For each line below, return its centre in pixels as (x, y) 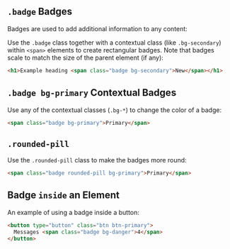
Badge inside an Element (64, 195)
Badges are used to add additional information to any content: (97, 28)
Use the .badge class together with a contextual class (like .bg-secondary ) (114, 43)
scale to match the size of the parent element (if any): (86, 57)
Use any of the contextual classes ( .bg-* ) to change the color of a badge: (114, 110)
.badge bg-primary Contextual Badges (92, 93)
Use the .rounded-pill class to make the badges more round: (97, 160)
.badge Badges (40, 12)
